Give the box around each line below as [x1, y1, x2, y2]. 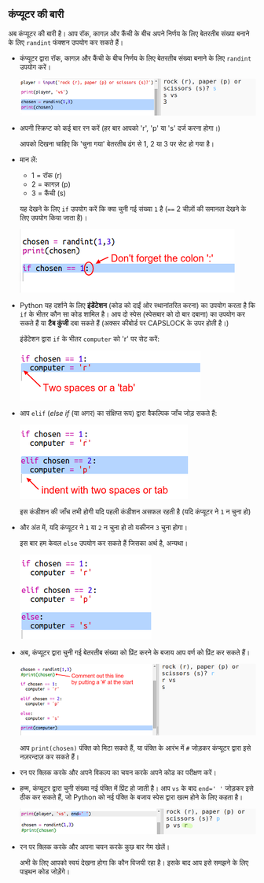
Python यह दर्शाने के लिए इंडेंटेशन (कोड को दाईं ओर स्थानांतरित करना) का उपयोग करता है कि [19, 301, 255, 310]
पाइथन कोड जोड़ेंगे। [19, 867, 71, 877]
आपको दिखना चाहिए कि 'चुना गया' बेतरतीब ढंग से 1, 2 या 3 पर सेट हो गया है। [19, 139, 214, 149]
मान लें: [19, 155, 38, 165]
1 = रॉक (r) [31, 171, 63, 180]
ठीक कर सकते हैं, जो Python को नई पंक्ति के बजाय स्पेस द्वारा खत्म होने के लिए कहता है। [19, 792, 244, 802]
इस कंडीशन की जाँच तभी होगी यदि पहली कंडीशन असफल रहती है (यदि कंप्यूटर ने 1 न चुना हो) [19, 507, 251, 517]
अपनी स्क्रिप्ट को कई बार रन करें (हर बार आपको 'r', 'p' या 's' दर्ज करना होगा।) [19, 124, 222, 133]
